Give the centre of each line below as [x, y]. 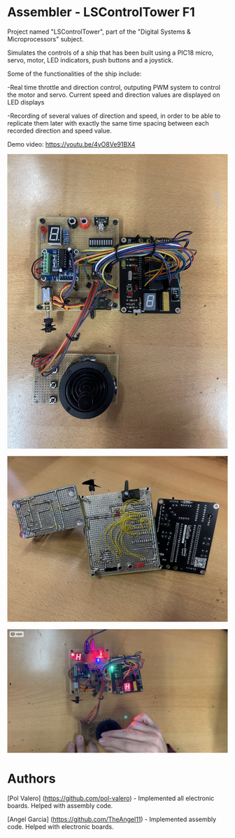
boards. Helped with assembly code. [60, 805]
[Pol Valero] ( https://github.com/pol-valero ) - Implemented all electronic [111, 798]
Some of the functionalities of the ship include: [74, 74]
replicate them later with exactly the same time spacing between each [108, 123]
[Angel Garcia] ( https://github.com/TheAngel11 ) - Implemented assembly [112, 819]
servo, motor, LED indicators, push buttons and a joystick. [90, 60]
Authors [31, 779]
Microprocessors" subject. [45, 39]
